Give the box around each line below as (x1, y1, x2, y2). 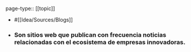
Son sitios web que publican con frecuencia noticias (14, 30, 167, 39)
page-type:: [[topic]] (5, 5, 55, 12)
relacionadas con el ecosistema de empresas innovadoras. (14, 38, 186, 46)
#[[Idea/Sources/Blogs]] (14, 16, 73, 23)
